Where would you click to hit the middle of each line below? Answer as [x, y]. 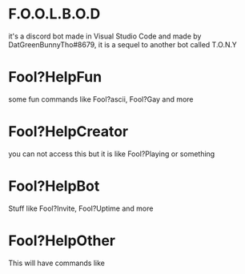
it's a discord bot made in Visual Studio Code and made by [105, 36]
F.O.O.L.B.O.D [54, 14]
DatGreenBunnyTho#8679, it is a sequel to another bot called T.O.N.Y [123, 44]
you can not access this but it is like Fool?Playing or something [112, 154]
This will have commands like [57, 263]
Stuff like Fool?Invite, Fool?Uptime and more [81, 208]
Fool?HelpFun [55, 77]
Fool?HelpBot [54, 186]
